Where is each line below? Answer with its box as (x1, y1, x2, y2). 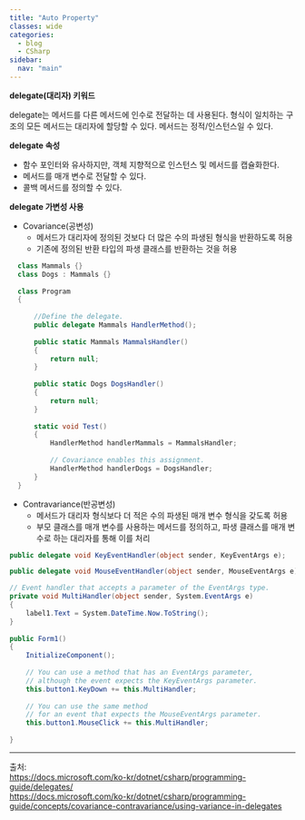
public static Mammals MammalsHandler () (33, 337, 189, 346)
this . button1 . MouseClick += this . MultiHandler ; (25, 718, 209, 727)
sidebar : (9, 55, 43, 64)
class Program (17, 287, 71, 296)
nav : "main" (17, 64, 64, 74)
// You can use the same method (25, 701, 148, 711)
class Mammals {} (17, 261, 84, 271)
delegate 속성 (9, 140, 61, 151)
